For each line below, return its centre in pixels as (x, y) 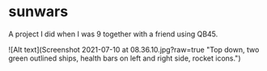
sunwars (38, 12)
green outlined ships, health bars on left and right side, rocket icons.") (125, 58)
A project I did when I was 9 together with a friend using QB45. (113, 34)
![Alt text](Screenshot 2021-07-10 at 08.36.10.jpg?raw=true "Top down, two (134, 49)
